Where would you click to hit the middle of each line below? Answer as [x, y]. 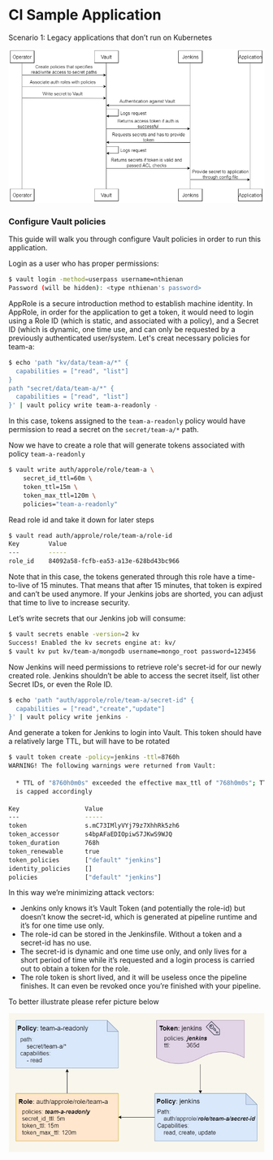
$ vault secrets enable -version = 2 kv [74, 634]
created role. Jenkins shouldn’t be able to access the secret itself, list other [134, 675]
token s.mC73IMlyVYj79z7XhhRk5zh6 [94, 826]
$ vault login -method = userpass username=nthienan [96, 279]
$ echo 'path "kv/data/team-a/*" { [69, 362]
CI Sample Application [85, 15]
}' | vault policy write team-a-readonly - [83, 405]
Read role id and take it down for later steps [81, 519]
